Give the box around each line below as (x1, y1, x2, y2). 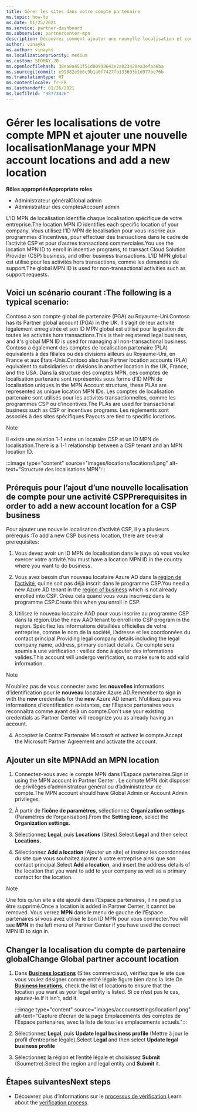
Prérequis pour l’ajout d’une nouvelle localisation (6, 482, 189, 492)
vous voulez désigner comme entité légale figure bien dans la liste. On (14, 976, 183, 983)
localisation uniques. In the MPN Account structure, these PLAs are (6, 381, 167, 388)
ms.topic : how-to (6, 14, 49, 20)
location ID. (6, 448, 33, 455)
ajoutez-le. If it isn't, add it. (14, 994, 78, 1001)
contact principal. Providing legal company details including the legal (14, 635, 180, 642)
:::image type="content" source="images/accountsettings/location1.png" (14, 1006, 191, 1013)
